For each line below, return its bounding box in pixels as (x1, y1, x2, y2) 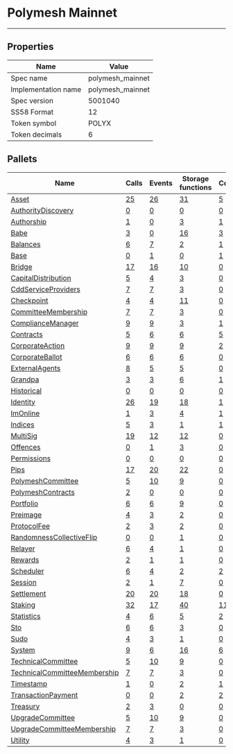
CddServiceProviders (10, 284, 81, 294)
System (10, 645, 36, 655)
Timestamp (10, 678, 48, 688)
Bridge (10, 262, 33, 271)
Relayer (10, 543, 36, 553)
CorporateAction (10, 341, 65, 350)
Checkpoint (10, 295, 49, 305)
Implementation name (10, 85, 82, 94)
